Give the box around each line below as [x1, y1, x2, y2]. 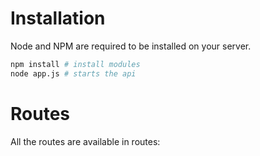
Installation [10, 7, 106, 30]
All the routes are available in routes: [10, 135, 161, 147]
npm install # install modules [10, 59, 141, 69]
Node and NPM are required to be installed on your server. [10, 40, 252, 52]
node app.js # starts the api [10, 68, 137, 79]
